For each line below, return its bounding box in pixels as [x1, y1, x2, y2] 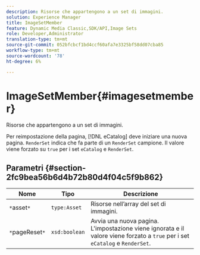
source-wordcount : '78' [6, 53, 65, 59]
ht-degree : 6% [6, 58, 42, 64]
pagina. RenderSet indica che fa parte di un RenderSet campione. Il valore [6, 139, 185, 146]
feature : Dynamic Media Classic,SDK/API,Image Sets [6, 25, 137, 32]
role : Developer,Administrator [6, 31, 84, 37]
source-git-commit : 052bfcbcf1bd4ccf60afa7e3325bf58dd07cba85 [6, 42, 164, 48]
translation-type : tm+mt [6, 36, 68, 42]
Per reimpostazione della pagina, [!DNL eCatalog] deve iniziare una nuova [6, 133, 187, 140]
